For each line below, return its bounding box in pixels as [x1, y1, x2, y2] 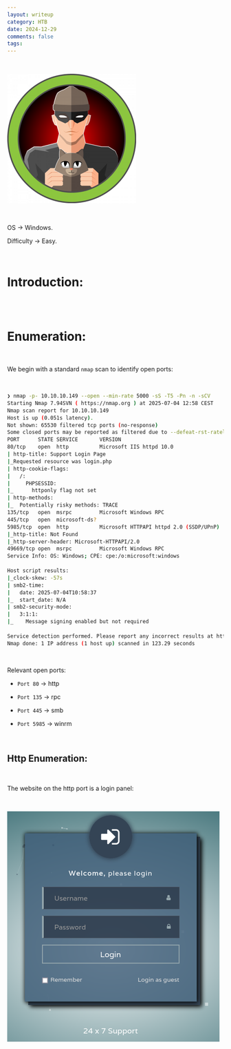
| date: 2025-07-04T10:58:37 [7, 589, 97, 596]
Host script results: [7, 567, 69, 574]
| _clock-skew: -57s [7, 574, 63, 581]
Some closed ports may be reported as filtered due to [7, 429, 168, 436]
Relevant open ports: [7, 666, 67, 674]
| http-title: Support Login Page [7, 451, 107, 458]
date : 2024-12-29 [7, 26, 57, 32]
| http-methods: [7, 494, 54, 502]
